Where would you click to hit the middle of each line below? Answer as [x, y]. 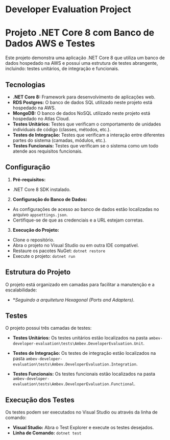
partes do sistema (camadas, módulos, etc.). [59, 140]
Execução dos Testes [40, 400]
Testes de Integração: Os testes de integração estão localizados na [84, 353]
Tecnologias [25, 84]
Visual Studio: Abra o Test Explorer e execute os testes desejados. [83, 428]
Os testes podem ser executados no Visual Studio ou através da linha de [81, 412]
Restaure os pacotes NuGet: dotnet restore [59, 251]
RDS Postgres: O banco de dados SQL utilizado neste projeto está [82, 102]
